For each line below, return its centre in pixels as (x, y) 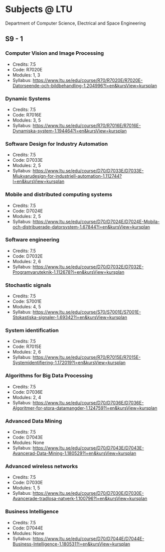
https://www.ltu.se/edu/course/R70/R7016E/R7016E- (87, 125)
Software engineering (32, 240)
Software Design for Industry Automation (56, 144)
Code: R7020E (27, 69)
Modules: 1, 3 (26, 75)
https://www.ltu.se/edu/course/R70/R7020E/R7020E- (88, 80)
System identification (32, 330)
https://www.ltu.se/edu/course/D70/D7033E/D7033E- (88, 171)
